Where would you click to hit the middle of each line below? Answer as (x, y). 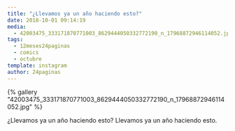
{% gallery (22, 92)
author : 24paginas (34, 72)
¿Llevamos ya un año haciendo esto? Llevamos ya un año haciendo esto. (112, 120)
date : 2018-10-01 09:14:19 (47, 20)
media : (17, 26)
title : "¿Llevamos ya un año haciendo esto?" (74, 14)
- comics (26, 53)
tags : (15, 40)
